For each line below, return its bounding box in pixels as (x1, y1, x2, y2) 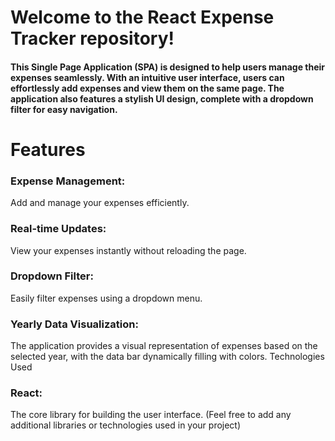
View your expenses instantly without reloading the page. (10, 244, 247, 256)
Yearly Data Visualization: (10, 317, 139, 331)
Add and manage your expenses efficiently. (10, 197, 190, 209)
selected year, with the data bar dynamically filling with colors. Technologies (10, 351, 325, 363)
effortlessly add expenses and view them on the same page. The (10, 82, 285, 94)
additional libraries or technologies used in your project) (10, 419, 242, 431)
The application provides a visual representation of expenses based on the (10, 340, 318, 352)
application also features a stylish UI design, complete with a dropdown (10, 92, 314, 105)
